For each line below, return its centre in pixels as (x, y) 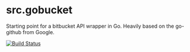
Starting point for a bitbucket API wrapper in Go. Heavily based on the (90, 26)
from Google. (38, 32)
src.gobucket (39, 10)
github (14, 32)
